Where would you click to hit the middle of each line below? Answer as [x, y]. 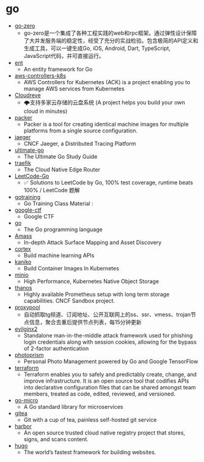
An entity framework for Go [58, 69]
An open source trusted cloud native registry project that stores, [104, 433]
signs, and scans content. [56, 439]
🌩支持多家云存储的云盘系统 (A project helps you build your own [104, 102]
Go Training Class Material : [58, 203]
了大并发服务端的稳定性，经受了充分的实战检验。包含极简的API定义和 [111, 40]
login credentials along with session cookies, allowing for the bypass [110, 342]
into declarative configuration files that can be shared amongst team [110, 387]
